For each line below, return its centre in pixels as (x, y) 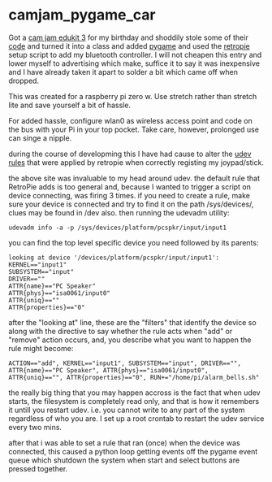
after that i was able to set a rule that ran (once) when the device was (125, 443)
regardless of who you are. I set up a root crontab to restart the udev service (136, 418)
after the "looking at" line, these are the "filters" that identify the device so (133, 322)
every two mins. (35, 427)
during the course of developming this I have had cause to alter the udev (130, 154)
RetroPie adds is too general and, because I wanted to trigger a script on (130, 187)
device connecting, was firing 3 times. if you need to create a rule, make (129, 195)
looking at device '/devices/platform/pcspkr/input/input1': (114, 258)
